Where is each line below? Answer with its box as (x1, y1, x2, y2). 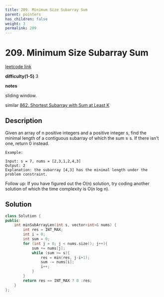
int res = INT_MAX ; (23, 227, 64, 232)
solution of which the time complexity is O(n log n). (5, 186, 109, 192)
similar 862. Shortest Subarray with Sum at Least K (5, 102, 110, 108)
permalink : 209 (5, 26, 37, 31)
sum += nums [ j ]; (31, 246, 66, 251)
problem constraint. (5, 172, 48, 177)
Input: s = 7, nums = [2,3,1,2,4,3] (5, 159, 81, 164)
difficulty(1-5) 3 (5, 73, 39, 80)
